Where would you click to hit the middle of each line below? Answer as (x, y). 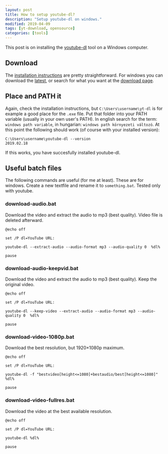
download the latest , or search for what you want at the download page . (80, 80)
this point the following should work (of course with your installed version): (82, 130)
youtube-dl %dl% (22, 438)
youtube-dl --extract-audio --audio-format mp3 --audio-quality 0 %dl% (83, 247)
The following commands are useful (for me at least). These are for (74, 180)
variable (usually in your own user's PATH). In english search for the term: (81, 119)
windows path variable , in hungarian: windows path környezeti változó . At (82, 124)
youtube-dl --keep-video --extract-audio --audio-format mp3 (70, 311)
